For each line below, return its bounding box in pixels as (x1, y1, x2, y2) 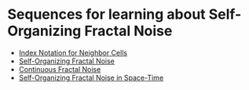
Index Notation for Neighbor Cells (18, 48, 127, 57)
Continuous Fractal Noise (18, 64, 101, 74)
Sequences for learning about (7, 5, 206, 23)
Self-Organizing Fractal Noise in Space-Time (18, 73, 164, 82)
